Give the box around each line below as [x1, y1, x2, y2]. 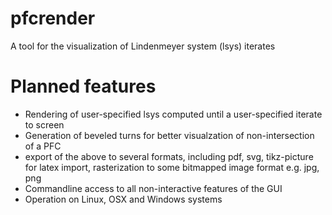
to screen [24, 118, 65, 131]
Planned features [10, 75, 157, 98]
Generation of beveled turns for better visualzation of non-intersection [24, 129, 315, 141]
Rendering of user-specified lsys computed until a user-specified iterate [24, 108, 323, 120]
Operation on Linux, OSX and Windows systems [24, 193, 223, 205]
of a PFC [24, 140, 62, 152]
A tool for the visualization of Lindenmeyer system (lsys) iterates [10, 40, 276, 52]
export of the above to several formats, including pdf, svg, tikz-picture [24, 150, 314, 162]
